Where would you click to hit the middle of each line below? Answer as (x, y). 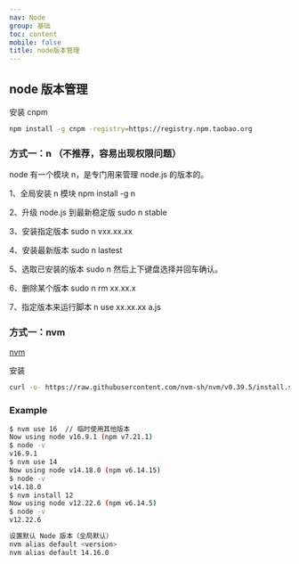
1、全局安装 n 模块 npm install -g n (73, 193)
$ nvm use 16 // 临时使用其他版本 (70, 429)
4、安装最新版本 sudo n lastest (66, 250)
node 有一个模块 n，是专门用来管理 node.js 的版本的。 (109, 175)
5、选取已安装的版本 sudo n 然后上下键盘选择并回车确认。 (116, 269)
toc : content (33, 34)
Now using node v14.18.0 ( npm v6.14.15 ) (85, 470)
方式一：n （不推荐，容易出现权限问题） (95, 153)
